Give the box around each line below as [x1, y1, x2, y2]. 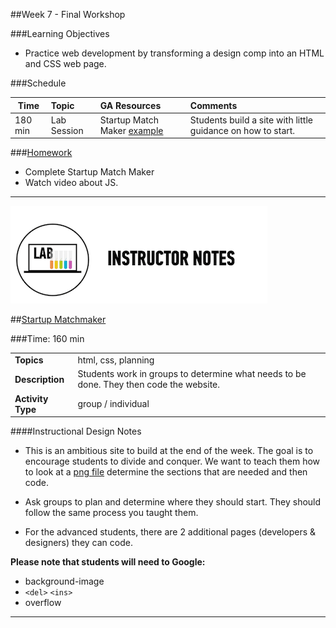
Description [14, 373, 65, 385]
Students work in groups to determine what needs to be [77, 368, 307, 380]
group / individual [77, 398, 150, 409]
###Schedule [10, 77, 67, 89]
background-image [24, 575, 105, 587]
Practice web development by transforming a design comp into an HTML [24, 47, 325, 59]
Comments [189, 99, 238, 111]
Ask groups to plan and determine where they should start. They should [24, 496, 322, 508]
